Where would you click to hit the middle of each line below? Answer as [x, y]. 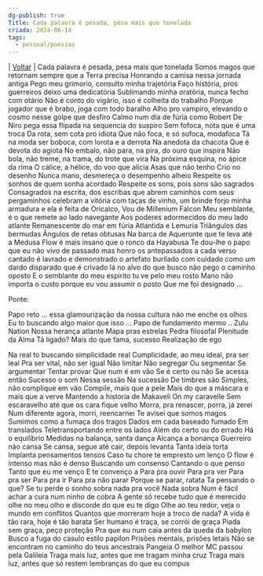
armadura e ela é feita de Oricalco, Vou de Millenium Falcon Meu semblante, [131, 209]
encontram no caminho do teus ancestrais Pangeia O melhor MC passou [126, 547]
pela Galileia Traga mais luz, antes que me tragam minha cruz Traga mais [126, 556]
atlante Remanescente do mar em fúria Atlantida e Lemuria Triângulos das [128, 226]
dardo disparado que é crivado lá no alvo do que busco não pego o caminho [132, 267]
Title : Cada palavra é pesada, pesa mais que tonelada [100, 23]
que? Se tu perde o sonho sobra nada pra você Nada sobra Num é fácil [123, 489]
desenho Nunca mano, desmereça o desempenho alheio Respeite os [120, 176]
